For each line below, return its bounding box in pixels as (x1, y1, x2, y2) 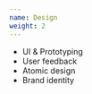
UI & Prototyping (21, 46, 83, 56)
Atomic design (21, 64, 76, 76)
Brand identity (21, 74, 74, 85)
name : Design (9, 13, 58, 22)
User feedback (21, 56, 78, 66)
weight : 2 (9, 21, 46, 30)
